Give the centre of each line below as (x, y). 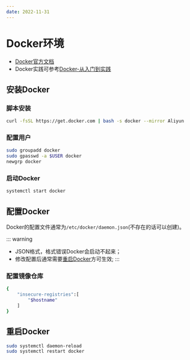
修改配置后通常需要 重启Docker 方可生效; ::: (67, 259)
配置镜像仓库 (25, 276)
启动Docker (23, 178)
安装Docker (28, 89)
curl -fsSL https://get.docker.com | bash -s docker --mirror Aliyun (95, 121)
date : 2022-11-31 (28, 12)
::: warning (20, 239)
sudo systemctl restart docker (45, 352)
